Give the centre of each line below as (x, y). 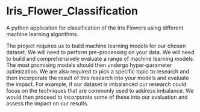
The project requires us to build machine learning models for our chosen (96, 46)
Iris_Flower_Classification (72, 11)
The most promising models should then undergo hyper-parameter (89, 65)
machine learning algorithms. (42, 34)
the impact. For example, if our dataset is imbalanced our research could (96, 84)
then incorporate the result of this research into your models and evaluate (98, 78)
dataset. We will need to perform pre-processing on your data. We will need (100, 52)
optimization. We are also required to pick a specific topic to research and (98, 71)
